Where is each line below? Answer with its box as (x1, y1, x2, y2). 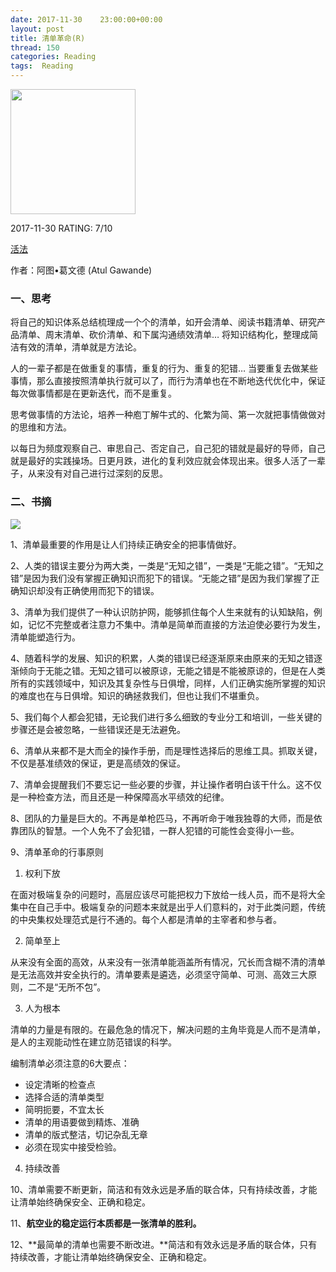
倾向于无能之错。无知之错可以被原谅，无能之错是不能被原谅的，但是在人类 (18, 664, 326, 676)
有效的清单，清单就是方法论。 (18, 341, 142, 353)
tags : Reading (10, 61, 74, 71)
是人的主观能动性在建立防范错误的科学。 (10, 1036, 177, 1048)
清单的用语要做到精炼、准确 (24, 1116, 140, 1128)
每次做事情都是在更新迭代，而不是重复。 (10, 387, 177, 400)
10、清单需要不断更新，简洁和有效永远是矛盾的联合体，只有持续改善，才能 (10, 1183, 318, 1195)
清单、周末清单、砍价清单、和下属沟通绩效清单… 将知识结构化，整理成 (18, 329, 310, 341)
